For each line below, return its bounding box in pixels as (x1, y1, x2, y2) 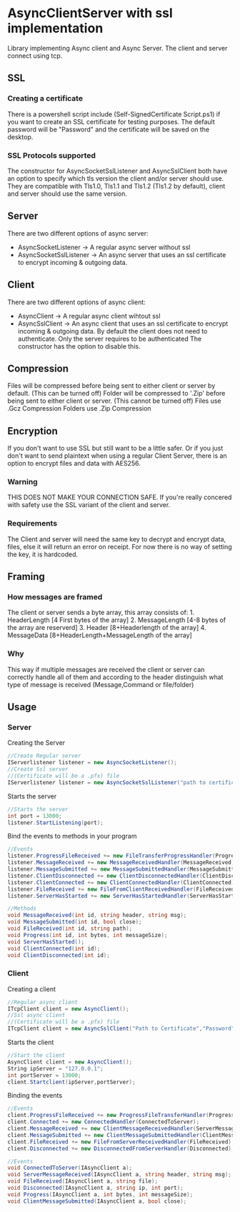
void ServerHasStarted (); (7, 938, 84, 946)
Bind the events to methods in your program (7, 832, 137, 841)
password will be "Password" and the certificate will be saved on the (7, 125, 210, 134)
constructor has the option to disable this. (17, 341, 141, 351)
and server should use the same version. (7, 189, 127, 198)
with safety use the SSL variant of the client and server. (7, 501, 171, 509)
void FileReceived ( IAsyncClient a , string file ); (7, 1178, 159, 1185)
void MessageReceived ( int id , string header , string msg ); (7, 912, 187, 919)
